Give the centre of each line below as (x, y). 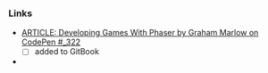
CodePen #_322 (51, 42)
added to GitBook (67, 52)
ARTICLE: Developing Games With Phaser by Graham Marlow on (140, 33)
